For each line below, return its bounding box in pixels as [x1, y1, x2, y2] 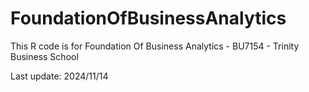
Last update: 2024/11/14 [10, 70, 109, 82]
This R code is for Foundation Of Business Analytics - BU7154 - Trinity [10, 40, 300, 52]
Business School [10, 50, 79, 62]
